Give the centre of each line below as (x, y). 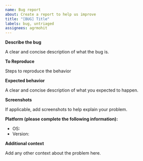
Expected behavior (25, 81)
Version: (21, 134)
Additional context (25, 144)
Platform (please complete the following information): (62, 119)
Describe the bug (23, 42)
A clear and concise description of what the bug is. (57, 52)
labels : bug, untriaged (30, 24)
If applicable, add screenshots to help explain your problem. (66, 109)
